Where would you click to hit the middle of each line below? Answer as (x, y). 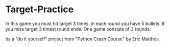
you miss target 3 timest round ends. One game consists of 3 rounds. (78, 29)
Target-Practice (40, 9)
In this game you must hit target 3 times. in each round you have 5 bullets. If (85, 24)
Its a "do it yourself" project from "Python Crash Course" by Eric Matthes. (83, 39)
